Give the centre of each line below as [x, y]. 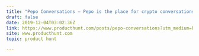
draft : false [22, 17]
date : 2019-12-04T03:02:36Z [41, 22]
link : [13, 28]
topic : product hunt [32, 39]
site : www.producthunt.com [39, 34]
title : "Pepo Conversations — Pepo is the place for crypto [82, 11]
